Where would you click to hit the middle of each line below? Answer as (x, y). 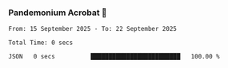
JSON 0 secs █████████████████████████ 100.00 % (114, 57)
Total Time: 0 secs (41, 43)
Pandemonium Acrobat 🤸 (58, 13)
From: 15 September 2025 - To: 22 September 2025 (93, 29)
